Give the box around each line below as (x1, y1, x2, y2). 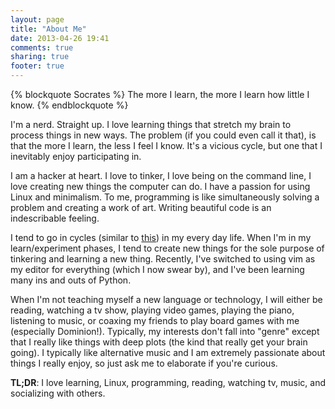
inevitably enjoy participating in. (10, 151, 142, 162)
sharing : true (10, 52, 70, 62)
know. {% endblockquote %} (10, 99, 129, 111)
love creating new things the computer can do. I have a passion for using (10, 181, 311, 192)
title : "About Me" (10, 24, 87, 34)
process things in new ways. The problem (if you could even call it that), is (10, 129, 317, 141)
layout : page (10, 14, 65, 25)
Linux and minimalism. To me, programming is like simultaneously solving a (10, 191, 320, 203)
